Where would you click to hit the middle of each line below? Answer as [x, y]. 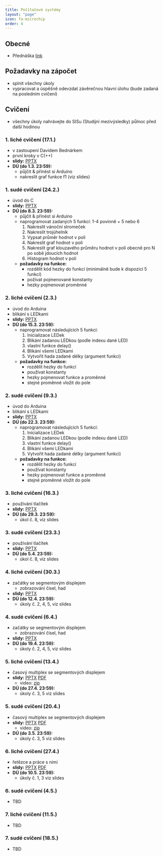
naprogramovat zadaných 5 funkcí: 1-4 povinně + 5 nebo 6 [80, 222]
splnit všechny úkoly [33, 83]
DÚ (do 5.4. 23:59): [32, 554]
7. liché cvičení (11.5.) [31, 814]
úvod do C [23, 200]
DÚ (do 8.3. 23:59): [32, 211]
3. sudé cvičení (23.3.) [33, 533]
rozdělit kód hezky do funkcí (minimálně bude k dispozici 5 [87, 269]
